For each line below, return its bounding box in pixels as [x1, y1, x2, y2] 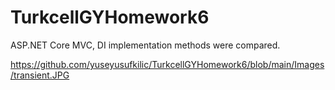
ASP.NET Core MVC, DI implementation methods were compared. [10, 39, 281, 51]
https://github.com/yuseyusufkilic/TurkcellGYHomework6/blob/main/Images [10, 58, 325, 70]
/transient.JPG [10, 69, 70, 81]
